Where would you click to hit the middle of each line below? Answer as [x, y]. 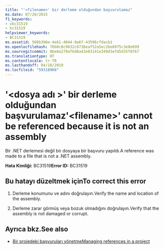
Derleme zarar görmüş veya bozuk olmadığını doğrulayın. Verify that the [86, 208]
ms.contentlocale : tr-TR [31, 61]
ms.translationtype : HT [30, 56]
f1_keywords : [19, 19]
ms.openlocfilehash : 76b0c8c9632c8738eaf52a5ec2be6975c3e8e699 [72, 47]
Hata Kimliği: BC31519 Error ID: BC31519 [46, 165]
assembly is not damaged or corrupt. [50, 213]
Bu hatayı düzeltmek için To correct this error [76, 182]
